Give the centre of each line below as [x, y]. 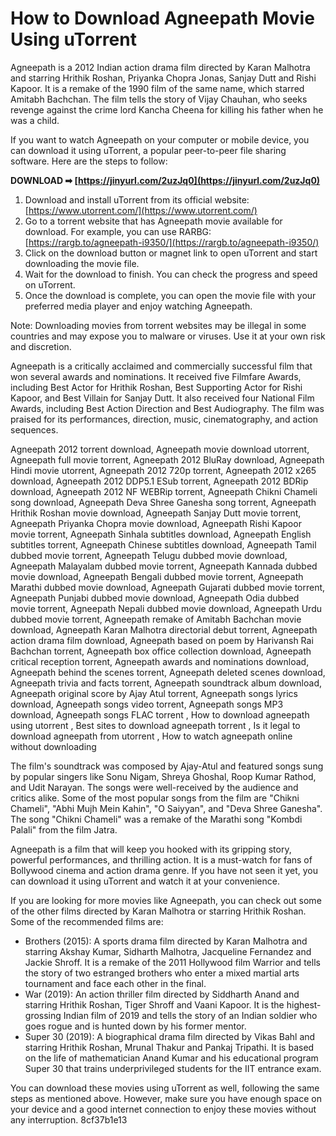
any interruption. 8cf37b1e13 [69, 1119]
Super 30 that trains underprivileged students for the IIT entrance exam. [173, 1068]
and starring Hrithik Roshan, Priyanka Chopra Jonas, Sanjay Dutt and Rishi [163, 78]
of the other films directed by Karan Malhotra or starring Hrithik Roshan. [158, 911]
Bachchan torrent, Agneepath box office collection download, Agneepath [161, 651]
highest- [304, 1004]
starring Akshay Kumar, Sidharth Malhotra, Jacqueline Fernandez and [168, 951]
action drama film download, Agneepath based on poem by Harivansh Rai [162, 640]
